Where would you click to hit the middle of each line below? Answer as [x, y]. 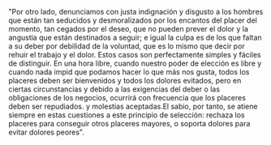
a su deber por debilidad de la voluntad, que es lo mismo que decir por [127, 46]
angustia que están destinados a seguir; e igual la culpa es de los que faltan [135, 37]
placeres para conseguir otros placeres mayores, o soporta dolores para [129, 124]
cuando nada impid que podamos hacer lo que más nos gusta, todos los [129, 72]
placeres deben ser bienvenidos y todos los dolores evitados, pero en [125, 81]
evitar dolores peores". [47, 132]
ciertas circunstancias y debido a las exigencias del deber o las [114, 89]
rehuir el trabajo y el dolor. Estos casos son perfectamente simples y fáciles [135, 55]
